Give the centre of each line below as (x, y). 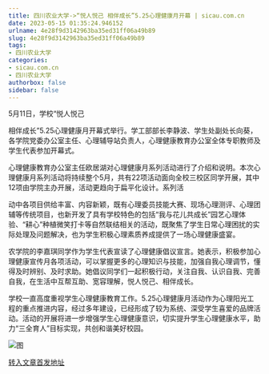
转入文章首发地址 (36, 362)
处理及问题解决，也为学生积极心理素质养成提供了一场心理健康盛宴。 (127, 235)
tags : (17, 46)
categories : (28, 61)
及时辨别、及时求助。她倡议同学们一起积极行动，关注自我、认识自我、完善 (138, 272)
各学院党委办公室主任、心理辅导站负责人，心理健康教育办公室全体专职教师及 (134, 141)
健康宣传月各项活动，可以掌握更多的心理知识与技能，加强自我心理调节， (134, 261)
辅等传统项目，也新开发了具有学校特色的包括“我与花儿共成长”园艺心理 (124, 215)
